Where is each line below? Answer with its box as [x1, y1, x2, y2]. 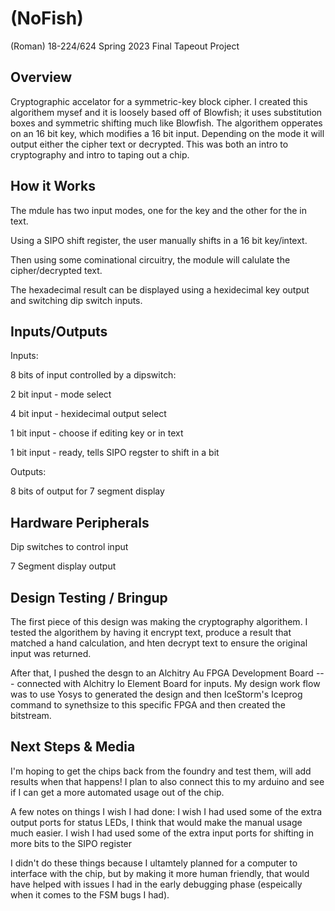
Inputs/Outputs [10, 323, 108, 340]
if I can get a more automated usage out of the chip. [10, 786, 225, 798]
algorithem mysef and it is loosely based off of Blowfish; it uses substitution [10, 106, 323, 118]
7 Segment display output [10, 560, 117, 572]
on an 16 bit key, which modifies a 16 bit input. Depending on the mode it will [10, 127, 325, 139]
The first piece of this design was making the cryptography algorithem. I [10, 616, 308, 627]
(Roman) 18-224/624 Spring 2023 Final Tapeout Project [10, 40, 240, 52]
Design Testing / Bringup [10, 589, 168, 606]
